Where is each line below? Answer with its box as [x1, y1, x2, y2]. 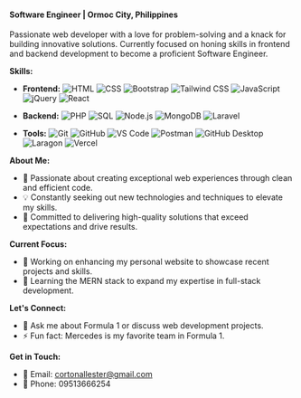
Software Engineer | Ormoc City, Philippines [9, 9, 179, 20]
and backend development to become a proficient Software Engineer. [9, 48, 268, 60]
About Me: [9, 156, 51, 166]
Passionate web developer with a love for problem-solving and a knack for [9, 29, 287, 40]
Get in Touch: [9, 351, 61, 363]
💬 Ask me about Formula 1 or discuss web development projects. [22, 320, 264, 331]
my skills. [22, 202, 58, 213]
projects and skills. [22, 266, 93, 277]
